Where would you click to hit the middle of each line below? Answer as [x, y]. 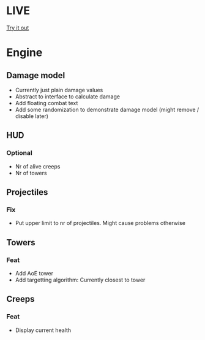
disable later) [32, 116]
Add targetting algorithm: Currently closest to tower [80, 280]
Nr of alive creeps [38, 166]
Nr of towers [31, 173]
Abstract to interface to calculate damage [68, 97]
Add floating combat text [47, 103]
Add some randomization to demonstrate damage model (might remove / [107, 109]
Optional [19, 153]
